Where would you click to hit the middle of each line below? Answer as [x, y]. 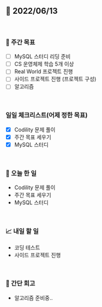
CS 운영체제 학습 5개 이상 [44, 64]
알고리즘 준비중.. [33, 297]
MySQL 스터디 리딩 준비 [42, 56]
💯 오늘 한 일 [21, 173]
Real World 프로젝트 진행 [44, 71]
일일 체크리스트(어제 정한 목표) [47, 115]
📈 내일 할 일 [22, 231]
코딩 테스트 [27, 248]
